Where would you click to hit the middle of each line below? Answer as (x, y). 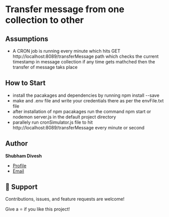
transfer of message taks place (45, 67)
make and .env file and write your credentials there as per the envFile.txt (88, 100)
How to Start (25, 83)
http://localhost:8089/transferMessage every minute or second (78, 127)
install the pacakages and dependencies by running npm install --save (86, 95)
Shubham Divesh (24, 156)
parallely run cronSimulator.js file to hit (53, 122)
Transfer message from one (65, 9)
